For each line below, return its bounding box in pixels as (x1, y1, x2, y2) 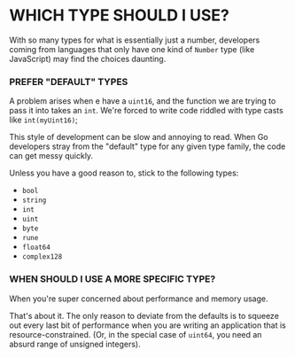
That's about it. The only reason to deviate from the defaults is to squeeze (9, 310, 279, 321)
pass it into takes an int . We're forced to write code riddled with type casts (9, 105, 283, 116)
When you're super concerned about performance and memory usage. (9, 293, 268, 304)
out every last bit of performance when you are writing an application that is (9, 320, 286, 331)
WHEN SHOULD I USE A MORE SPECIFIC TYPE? (9, 273, 216, 285)
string (21, 196, 47, 205)
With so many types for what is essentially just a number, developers (9, 35, 260, 45)
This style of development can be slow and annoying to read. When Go (9, 132, 268, 143)
